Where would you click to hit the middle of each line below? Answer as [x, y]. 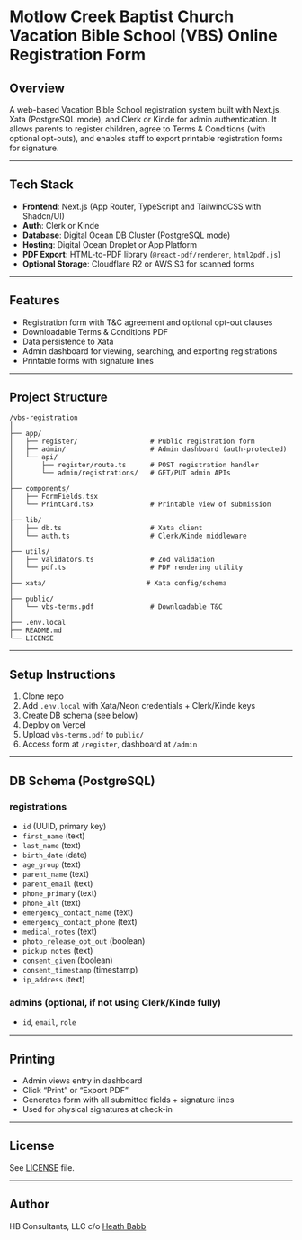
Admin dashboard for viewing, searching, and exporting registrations [150, 351]
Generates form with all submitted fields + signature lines [128, 1100]
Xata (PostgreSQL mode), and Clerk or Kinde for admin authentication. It [143, 119]
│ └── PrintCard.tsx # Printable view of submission [140, 505]
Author [29, 1204]
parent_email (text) [58, 883]
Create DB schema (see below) [80, 715]
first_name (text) [53, 836]
